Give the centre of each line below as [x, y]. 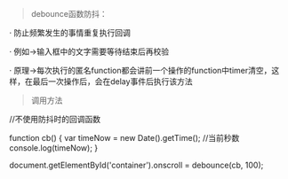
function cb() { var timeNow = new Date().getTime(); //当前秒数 [124, 138]
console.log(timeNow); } [54, 148]
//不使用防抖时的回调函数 [55, 119]
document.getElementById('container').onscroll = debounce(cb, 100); [136, 165]
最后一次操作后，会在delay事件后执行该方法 [112, 82]
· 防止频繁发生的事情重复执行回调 [70, 33]
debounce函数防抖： [69, 14]
